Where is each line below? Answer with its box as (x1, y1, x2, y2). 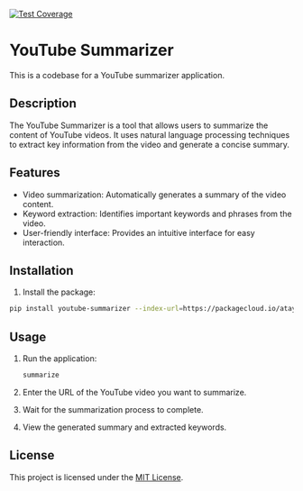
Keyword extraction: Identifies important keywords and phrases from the (22, 208, 292, 219)
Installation (9, 262, 74, 278)
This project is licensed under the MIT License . (9, 471, 184, 482)
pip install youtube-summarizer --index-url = (9, 305, 183, 314)
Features (9, 165, 60, 180)
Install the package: (22, 286, 96, 297)
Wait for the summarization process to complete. (22, 404, 205, 414)
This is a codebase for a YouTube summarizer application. (9, 69, 225, 80)
